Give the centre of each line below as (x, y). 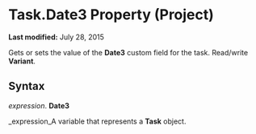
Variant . (22, 61)
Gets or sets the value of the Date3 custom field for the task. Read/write (128, 52)
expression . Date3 (39, 105)
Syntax (27, 86)
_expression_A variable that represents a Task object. (97, 121)
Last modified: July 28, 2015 (57, 37)
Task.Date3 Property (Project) (111, 15)
